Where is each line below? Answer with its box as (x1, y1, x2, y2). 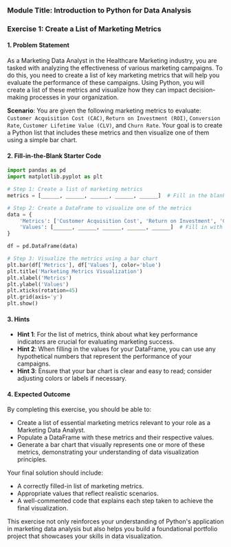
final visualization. (16, 504, 69, 513)
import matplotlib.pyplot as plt (7, 173, 103, 181)
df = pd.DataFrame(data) (7, 243, 78, 250)
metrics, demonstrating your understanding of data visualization (16, 448, 199, 457)
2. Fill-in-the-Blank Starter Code (7, 151, 102, 160)
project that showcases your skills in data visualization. (7, 532, 163, 540)
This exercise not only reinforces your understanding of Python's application (7, 517, 224, 526)
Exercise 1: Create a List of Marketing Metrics (7, 23, 162, 33)
